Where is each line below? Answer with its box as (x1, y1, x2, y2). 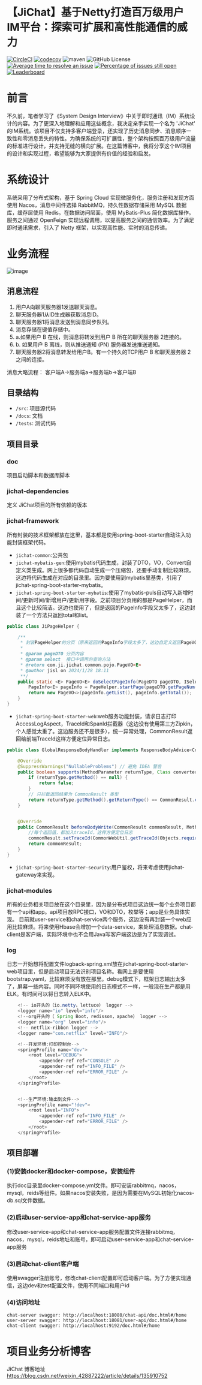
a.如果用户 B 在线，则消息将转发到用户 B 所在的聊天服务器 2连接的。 (15, 333, 185, 341)
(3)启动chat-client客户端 (7, 1260, 79, 1268)
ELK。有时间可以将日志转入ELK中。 (7, 990, 95, 998)
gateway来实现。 (15, 871, 58, 878)
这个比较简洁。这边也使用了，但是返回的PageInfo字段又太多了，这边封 (20, 604, 195, 611)
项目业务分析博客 (7, 1344, 92, 1358)
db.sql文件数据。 (7, 1197, 49, 1204)
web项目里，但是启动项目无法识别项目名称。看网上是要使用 (7, 968, 154, 975)
